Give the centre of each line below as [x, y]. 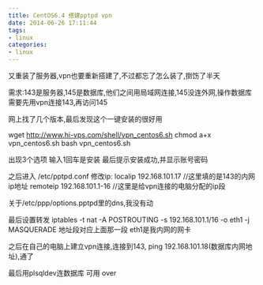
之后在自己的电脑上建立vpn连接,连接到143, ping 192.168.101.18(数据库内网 [127, 246]
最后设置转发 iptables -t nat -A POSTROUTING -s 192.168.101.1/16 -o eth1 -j [129, 219]
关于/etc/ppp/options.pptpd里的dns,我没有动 [81, 203]
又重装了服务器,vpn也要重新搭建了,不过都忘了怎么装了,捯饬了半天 [114, 75]
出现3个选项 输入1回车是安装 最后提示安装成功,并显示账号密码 [108, 159]
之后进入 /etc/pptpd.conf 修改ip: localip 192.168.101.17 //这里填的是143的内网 [131, 176]
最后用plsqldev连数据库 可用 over [62, 273]
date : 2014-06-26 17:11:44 [53, 23]
